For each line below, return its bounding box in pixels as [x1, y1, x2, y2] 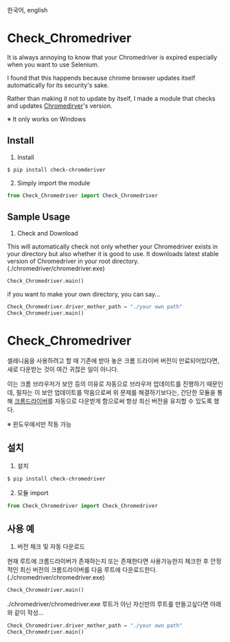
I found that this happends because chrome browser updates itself [7, 73, 196, 82]
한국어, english [7, 6, 48, 14]
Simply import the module [16, 179, 91, 187]
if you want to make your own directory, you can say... [7, 290, 160, 299]
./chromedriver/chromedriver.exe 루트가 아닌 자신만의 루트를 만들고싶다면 [7, 600, 209, 608]
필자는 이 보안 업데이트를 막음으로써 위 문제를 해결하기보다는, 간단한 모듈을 [16, 388, 216, 396]
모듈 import [16, 488, 49, 496]
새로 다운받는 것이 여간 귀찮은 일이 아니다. [7, 365, 119, 373]
